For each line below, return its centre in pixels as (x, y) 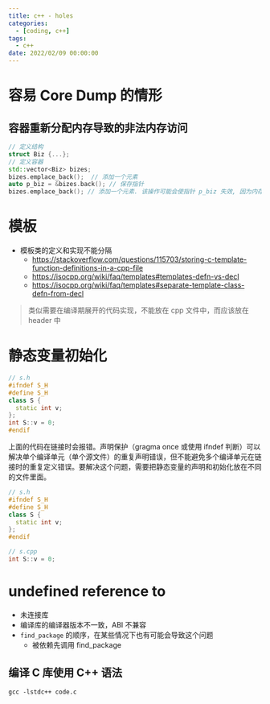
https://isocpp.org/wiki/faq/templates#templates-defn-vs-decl (135, 277)
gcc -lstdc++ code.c (43, 692)
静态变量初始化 (58, 356)
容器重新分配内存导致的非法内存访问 (98, 128)
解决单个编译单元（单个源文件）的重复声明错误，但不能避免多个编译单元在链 (135, 457)
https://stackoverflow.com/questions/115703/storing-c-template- (139, 259)
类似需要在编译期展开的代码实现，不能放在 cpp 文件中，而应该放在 (138, 310)
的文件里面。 (29, 477)
